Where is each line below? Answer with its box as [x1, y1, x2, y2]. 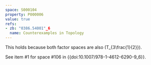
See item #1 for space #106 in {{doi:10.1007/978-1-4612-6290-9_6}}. [5, 54, 146, 60]
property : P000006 [5, 12, 44, 17]
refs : [5, 21, 17, 26]
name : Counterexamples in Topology [10, 30, 84, 35]
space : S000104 [5, 7, 37, 12]
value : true [5, 16, 30, 21]
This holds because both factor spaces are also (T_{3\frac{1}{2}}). [5, 44, 142, 50]
